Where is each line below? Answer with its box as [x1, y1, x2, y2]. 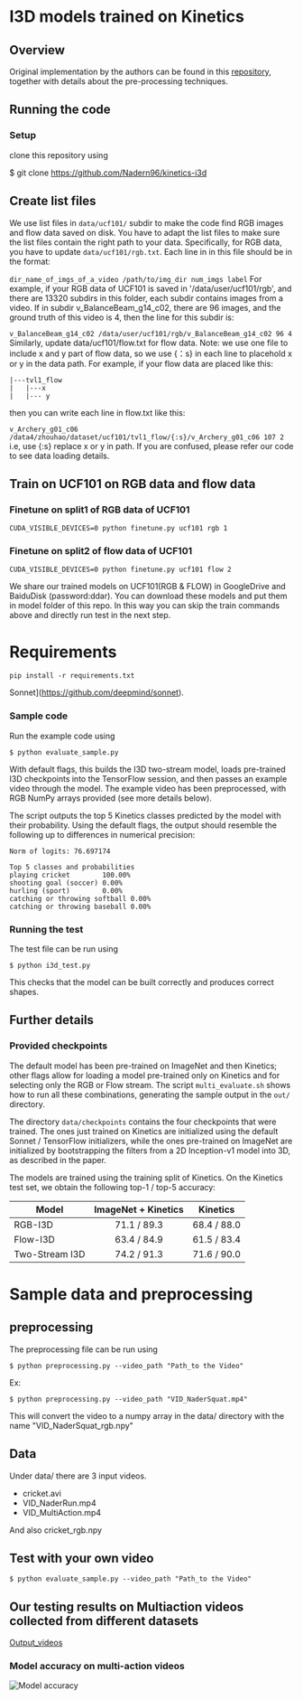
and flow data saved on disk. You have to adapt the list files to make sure [9, 227, 280, 238]
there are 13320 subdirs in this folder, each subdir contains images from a [9, 292, 284, 304]
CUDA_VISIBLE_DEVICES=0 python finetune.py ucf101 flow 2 [9, 565, 232, 575]
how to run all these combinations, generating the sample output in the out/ [9, 1089, 290, 1100]
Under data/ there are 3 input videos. [9, 1470, 147, 1481]
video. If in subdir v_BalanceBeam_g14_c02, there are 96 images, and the [9, 302, 281, 313]
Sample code [9, 709, 69, 722]
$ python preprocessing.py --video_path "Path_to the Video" [9, 1361, 244, 1370]
